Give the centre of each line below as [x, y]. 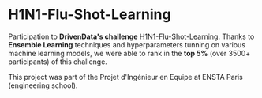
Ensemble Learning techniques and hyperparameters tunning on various [127, 44]
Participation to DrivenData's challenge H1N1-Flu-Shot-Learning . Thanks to [131, 36]
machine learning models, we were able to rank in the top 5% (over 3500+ [129, 53]
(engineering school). [43, 85]
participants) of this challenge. [58, 62]
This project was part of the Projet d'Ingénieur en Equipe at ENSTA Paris [125, 77]
